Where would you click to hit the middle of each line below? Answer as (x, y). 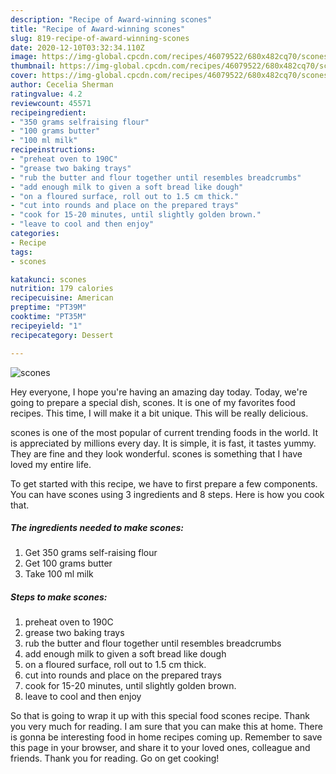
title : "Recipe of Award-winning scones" (98, 29)
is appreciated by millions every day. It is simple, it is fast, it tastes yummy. (163, 443)
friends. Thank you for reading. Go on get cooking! (115, 758)
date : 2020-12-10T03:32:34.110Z (77, 47)
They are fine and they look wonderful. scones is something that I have (156, 453)
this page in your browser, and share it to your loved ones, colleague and (160, 748)
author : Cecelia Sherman (62, 85)
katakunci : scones (48, 279)
